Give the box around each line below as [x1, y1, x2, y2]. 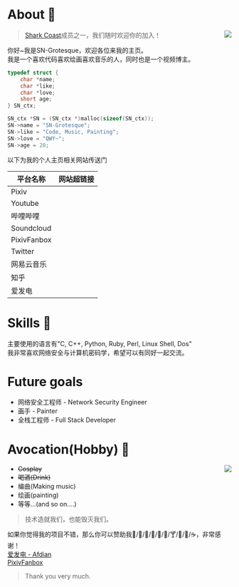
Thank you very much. [24, 572, 91, 581]
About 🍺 [7, 6, 56, 23]
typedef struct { [7, 69, 59, 76]
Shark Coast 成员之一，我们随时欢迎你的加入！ [24, 31, 161, 39]
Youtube [11, 198, 39, 208]
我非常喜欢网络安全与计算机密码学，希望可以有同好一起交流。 [7, 348, 188, 357]
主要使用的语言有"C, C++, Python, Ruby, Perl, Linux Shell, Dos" [7, 339, 192, 348]
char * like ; [20, 82, 55, 90]
